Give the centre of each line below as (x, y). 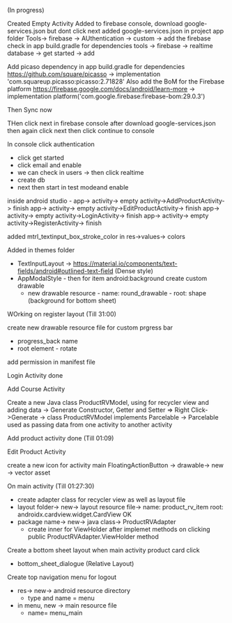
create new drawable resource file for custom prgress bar (90, 328)
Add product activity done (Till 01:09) (61, 438)
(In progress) (26, 10)
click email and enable (49, 165)
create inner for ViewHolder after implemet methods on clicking (119, 529)
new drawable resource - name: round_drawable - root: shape (117, 293)
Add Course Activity (36, 389)
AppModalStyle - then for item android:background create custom (112, 278)
